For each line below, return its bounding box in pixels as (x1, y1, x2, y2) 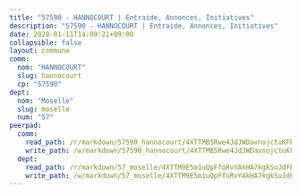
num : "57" (17, 113, 54, 122)
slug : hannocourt (17, 72, 82, 80)
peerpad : (9, 122, 42, 131)
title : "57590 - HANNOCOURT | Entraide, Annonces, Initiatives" (9, 13, 254, 22)
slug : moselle (17, 105, 70, 114)
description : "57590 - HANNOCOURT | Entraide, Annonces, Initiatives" (9, 21, 279, 30)
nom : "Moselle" (17, 96, 74, 105)
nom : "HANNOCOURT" (17, 63, 87, 72)
